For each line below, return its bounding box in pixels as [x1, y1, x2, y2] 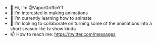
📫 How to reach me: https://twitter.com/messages [10, 31, 116, 37]
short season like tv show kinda [10, 26, 76, 32]
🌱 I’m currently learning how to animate [10, 15, 92, 21]
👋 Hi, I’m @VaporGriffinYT [10, 5, 64, 10]
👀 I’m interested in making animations [10, 10, 88, 16]
